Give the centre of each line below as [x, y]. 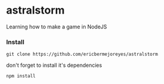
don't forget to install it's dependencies [54, 65]
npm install [21, 76]
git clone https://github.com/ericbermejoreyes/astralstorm [82, 54]
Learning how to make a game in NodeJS [57, 27]
